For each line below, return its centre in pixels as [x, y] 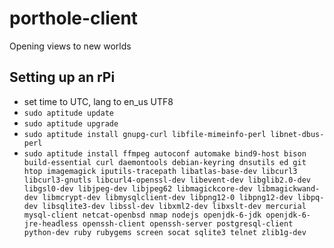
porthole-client [74, 18]
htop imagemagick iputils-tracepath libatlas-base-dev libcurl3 [160, 171]
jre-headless [51, 223]
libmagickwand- [289, 188]
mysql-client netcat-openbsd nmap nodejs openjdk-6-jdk [142, 215]
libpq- [311, 197]
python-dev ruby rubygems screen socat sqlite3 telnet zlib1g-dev [165, 232]
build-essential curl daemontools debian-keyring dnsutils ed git [165, 162]
